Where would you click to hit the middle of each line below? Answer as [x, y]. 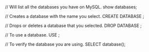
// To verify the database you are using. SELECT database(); [65, 44]
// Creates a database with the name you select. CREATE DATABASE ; [75, 16]
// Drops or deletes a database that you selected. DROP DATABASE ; [74, 26]
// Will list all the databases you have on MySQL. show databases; [71, 7]
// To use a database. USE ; [32, 35]
